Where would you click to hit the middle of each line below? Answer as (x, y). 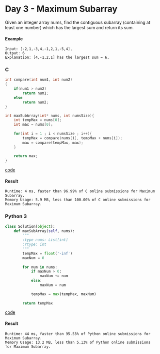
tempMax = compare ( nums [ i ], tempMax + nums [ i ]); (72, 138)
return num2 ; (36, 102)
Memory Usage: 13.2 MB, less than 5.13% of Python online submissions (78, 342)
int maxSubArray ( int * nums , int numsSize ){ (50, 116)
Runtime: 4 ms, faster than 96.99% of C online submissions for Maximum (80, 191)
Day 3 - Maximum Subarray (61, 9)
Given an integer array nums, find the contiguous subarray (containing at (78, 22)
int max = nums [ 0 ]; (33, 125)
